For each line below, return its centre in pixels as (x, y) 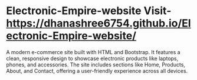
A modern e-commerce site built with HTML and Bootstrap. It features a (93, 52)
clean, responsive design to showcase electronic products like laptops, (92, 58)
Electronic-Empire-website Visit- (89, 11)
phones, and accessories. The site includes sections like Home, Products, (96, 64)
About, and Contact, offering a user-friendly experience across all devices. (97, 71)
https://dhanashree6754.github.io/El (98, 23)
